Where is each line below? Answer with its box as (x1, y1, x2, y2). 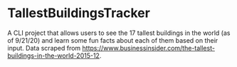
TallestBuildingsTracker (7, 5, 151, 21)
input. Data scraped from (7, 43, 81, 52)
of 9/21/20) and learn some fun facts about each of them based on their (7, 36, 218, 44)
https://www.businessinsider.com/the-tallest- (82, 43, 216, 52)
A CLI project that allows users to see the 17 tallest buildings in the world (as (7, 29, 231, 37)
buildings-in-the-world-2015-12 (7, 51, 100, 60)
